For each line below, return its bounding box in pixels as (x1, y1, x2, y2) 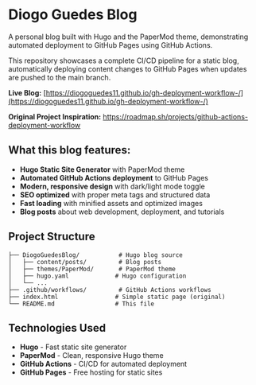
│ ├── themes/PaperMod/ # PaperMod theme (8, 265, 176, 273)
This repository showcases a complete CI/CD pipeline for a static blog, (8, 56, 240, 65)
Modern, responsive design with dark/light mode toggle (19, 181, 205, 191)
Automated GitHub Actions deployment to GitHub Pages (19, 173, 209, 182)
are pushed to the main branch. (8, 72, 111, 82)
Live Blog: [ (8, 87, 46, 97)
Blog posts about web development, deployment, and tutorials (19, 207, 225, 216)
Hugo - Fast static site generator (19, 342, 127, 352)
